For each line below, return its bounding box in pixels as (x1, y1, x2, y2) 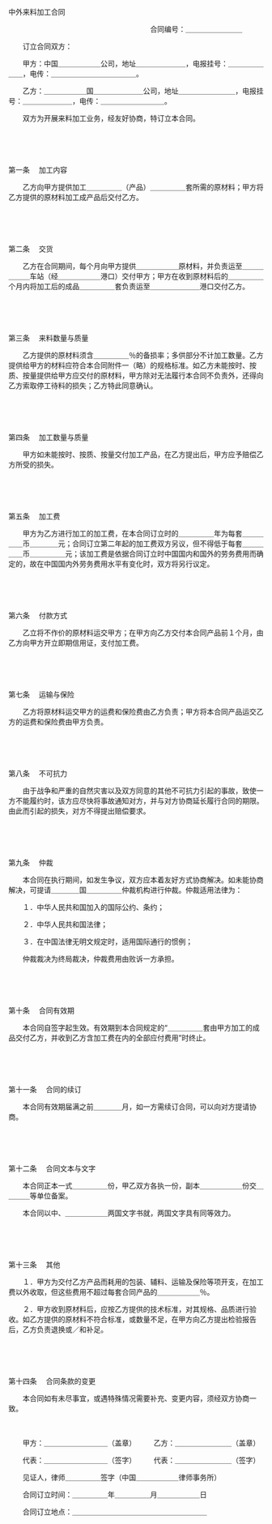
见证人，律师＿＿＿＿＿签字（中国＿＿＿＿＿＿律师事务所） (22, 1473, 221, 1482)
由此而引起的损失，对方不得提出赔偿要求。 (8, 806, 151, 816)
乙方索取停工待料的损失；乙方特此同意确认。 (8, 381, 158, 391)
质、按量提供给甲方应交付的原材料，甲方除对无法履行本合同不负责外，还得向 (8, 371, 264, 380)
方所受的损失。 (8, 460, 58, 469)
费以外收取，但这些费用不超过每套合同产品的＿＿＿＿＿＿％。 (8, 1287, 215, 1296)
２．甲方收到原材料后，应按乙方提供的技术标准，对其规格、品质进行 (22, 1304, 249, 1314)
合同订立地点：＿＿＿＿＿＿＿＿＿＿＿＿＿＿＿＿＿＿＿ (22, 1507, 207, 1517)
